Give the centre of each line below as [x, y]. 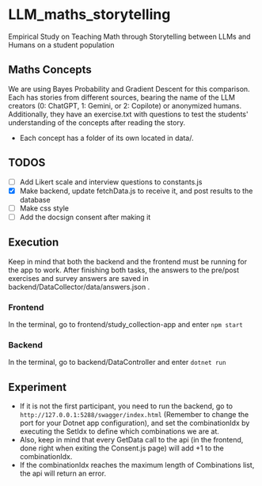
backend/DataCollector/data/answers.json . [79, 287]
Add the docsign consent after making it [85, 217]
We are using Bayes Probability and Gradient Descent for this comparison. [129, 89]
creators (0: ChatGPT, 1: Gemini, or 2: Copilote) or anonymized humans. [125, 105]
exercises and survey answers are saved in [78, 278]
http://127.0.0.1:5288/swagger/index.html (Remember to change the [134, 415]
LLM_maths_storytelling [89, 15]
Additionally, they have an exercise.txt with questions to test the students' [128, 114]
